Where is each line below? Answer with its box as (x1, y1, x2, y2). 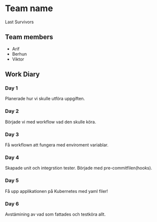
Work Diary (5, 70, 40, 79)
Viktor (12, 56, 24, 62)
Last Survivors (5, 19, 34, 25)
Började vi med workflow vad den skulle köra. (5, 119, 96, 125)
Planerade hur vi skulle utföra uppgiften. (5, 95, 85, 102)
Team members (5, 33, 53, 41)
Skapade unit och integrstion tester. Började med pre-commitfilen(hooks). (5, 165, 153, 171)
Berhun (12, 51, 27, 57)
